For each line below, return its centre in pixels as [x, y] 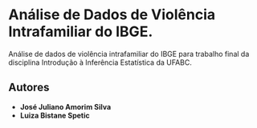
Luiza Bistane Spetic [55, 115]
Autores [29, 88]
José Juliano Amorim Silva [65, 106]
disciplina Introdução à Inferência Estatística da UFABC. [100, 62]
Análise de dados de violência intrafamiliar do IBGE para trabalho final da [129, 54]
